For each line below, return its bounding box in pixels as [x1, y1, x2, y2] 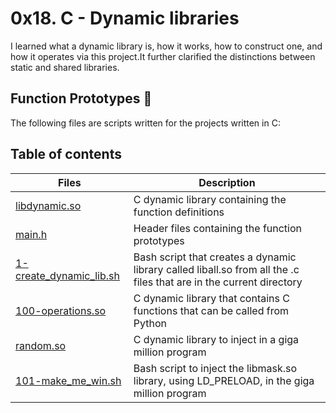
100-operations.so [15, 303, 107, 317]
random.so [15, 338, 67, 352]
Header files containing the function [133, 221, 303, 235]
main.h [15, 227, 48, 241]
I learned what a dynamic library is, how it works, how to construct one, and [10, 40, 323, 52]
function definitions [133, 205, 225, 219]
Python [133, 316, 167, 330]
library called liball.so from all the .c [133, 262, 300, 276]
